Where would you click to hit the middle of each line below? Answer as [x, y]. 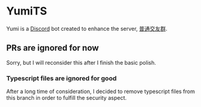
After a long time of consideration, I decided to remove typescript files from [101, 91]
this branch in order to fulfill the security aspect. [66, 98]
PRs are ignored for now [53, 48]
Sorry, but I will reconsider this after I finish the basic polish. [81, 62]
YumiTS [27, 11]
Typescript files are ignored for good [62, 78]
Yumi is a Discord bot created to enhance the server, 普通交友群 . [87, 28]
